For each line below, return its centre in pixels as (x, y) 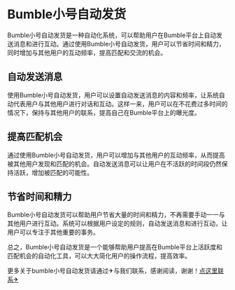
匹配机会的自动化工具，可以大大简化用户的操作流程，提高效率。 (99, 256)
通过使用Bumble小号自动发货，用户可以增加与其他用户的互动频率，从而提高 (116, 155)
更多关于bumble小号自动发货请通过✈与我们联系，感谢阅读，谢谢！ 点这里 (113, 271)
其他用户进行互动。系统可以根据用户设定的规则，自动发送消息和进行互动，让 (117, 223)
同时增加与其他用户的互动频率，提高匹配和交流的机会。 (87, 53)
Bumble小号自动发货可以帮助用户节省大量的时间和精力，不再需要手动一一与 (116, 215)
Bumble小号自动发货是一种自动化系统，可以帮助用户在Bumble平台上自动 (112, 35)
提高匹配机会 (35, 137)
